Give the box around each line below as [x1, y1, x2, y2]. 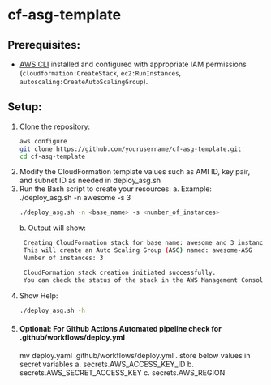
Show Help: [19, 290, 58, 301]
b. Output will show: [19, 223, 87, 233]
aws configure [19, 137, 67, 145]
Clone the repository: [19, 122, 91, 131]
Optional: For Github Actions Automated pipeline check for [19, 324, 222, 334]
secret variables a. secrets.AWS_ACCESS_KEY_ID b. [19, 359, 194, 369]
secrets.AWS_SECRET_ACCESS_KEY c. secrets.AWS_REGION [19, 367, 226, 378]
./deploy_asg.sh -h [19, 306, 86, 314]
